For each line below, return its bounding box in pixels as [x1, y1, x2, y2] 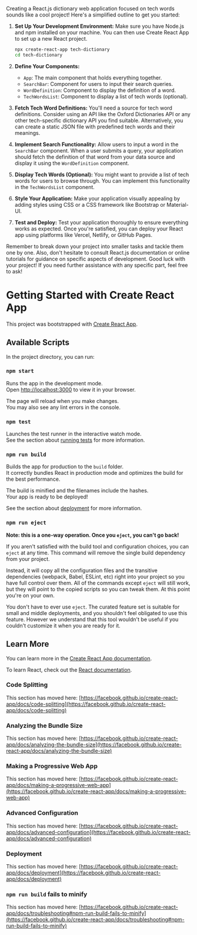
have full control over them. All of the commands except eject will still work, [6, 579, 191, 586]
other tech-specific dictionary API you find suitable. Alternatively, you [14, 117, 183, 124]
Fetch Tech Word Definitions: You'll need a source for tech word [14, 104, 172, 111]
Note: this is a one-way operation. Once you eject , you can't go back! [6, 531, 179, 538]
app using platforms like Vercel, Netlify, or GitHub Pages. [14, 231, 153, 238]
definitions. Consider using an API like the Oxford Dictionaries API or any [14, 110, 191, 117]
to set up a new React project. [14, 35, 88, 42]
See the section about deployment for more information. [6, 505, 142, 512]
